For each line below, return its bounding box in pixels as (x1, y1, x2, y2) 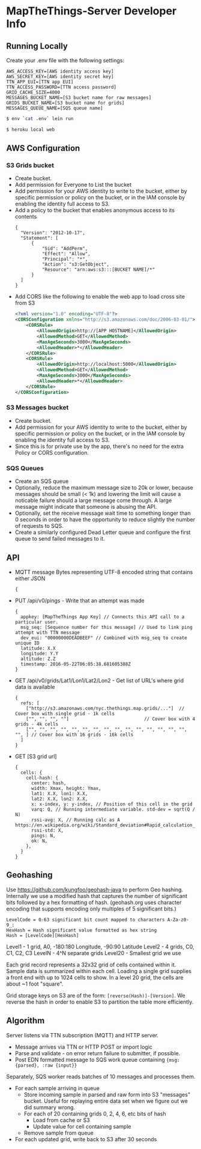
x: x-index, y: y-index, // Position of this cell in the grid (31, 801, 193, 807)
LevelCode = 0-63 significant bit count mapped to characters (6, 917, 165, 923)
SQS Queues (6, 464, 44, 472)
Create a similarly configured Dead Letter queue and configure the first (14, 529, 191, 536)
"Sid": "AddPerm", (41, 246, 88, 252)
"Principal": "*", (41, 256, 88, 262)
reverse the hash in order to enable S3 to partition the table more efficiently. (6, 998, 194, 1005)
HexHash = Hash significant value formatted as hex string (6, 927, 157, 933)
